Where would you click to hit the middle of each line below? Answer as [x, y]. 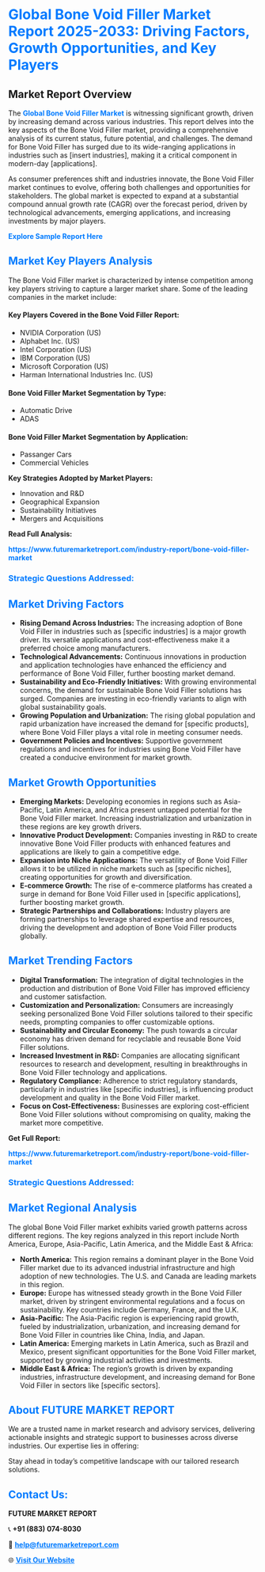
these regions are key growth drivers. [81, 826]
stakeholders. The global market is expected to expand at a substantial [123, 196]
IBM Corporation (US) [55, 358]
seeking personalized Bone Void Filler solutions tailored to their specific [136, 1013]
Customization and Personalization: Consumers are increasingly [126, 1005]
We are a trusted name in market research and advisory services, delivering [132, 1429]
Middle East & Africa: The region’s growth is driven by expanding [126, 1368]
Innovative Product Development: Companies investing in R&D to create [138, 835]
